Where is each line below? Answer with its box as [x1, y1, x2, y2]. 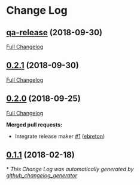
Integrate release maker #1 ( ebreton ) [14, 132, 105, 140]
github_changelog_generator [6, 172, 78, 179]
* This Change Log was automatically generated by [6, 165, 134, 173]
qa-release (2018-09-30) [6, 27, 103, 38]
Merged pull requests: [6, 121, 63, 128]
